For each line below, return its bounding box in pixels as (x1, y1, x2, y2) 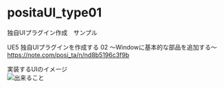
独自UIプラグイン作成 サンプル (7, 28, 98, 36)
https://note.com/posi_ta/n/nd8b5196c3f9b (7, 50, 130, 59)
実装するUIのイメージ (7, 65, 67, 73)
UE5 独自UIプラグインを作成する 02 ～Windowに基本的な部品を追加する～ (7, 43, 218, 51)
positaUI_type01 (7, 5, 102, 21)
